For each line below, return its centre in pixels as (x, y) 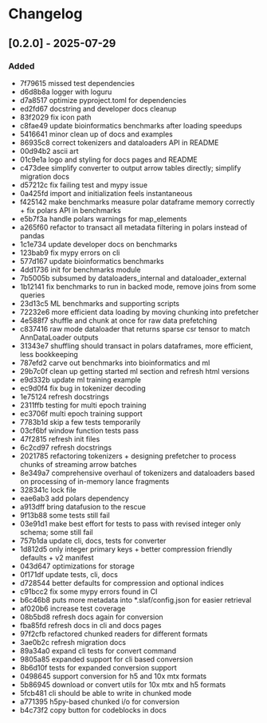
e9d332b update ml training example (80, 379)
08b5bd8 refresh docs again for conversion (91, 617)
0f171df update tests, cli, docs (69, 574)
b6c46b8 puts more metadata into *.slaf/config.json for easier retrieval (135, 599)
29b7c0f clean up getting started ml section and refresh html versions (134, 371)
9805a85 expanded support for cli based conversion (106, 659)
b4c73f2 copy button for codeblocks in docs (93, 709)
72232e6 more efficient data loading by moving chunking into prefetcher (139, 312)
